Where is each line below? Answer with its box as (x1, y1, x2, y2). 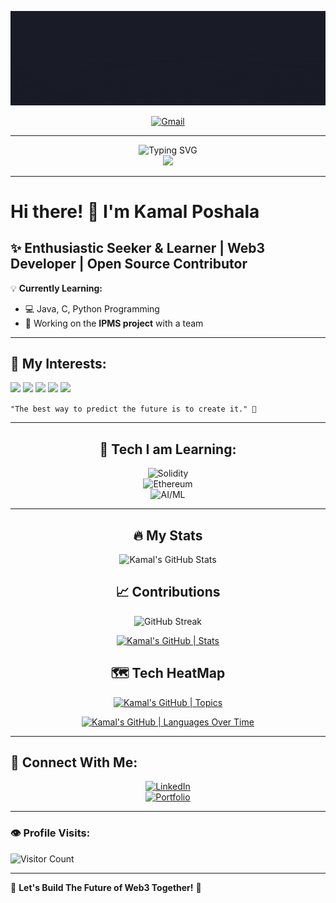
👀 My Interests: (10, 356, 107, 372)
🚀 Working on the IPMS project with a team (24, 317, 204, 329)
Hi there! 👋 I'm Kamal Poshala (10, 200, 260, 223)
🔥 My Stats (133, 527, 203, 544)
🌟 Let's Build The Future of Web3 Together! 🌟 (10, 881, 202, 893)
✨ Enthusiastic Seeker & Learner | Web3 (10, 240, 266, 257)
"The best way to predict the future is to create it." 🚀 (10, 404, 257, 415)
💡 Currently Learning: (10, 282, 103, 294)
